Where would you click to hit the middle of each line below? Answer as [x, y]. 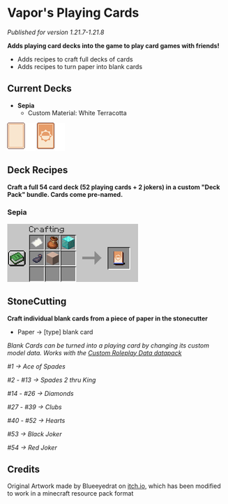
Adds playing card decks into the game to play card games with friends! [113, 45]
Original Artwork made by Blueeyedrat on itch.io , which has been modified [114, 486]
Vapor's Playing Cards [73, 13]
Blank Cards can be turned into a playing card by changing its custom [108, 345]
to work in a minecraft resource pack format [70, 494]
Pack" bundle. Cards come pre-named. [65, 194]
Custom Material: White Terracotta [77, 112]
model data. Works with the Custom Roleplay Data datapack [94, 353]
